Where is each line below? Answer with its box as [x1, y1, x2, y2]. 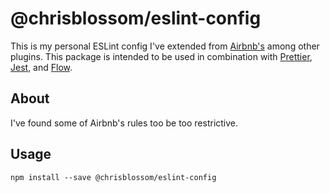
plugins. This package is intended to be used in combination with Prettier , [10, 50, 313, 62]
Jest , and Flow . [10, 61, 73, 73]
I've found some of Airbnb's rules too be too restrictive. [10, 117, 239, 129]
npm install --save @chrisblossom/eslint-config [10, 172, 217, 182]
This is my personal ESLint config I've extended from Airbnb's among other [10, 40, 320, 52]
